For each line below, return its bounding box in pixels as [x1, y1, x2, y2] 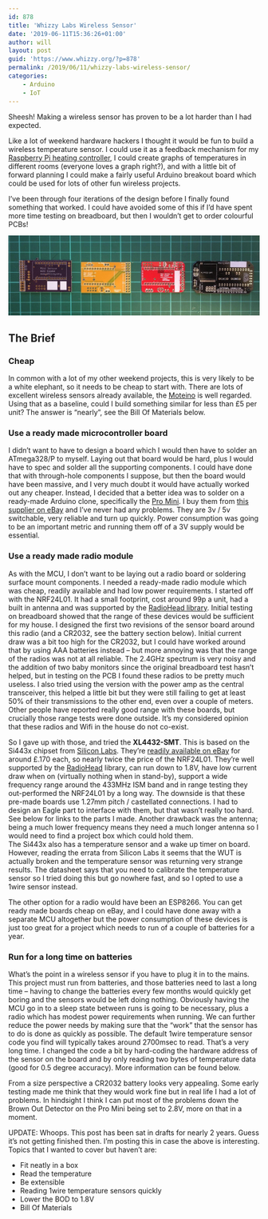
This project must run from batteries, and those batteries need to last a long [8, 978, 258, 988]
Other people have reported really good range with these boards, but [8, 705, 235, 714]
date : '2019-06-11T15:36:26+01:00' [8, 30, 127, 38]
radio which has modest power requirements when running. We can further [8, 1012, 255, 1021]
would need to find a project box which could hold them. [8, 830, 194, 840]
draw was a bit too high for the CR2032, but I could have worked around [8, 637, 246, 646]
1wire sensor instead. [8, 881, 78, 891]
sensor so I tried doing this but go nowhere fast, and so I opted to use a [8, 873, 243, 883]
